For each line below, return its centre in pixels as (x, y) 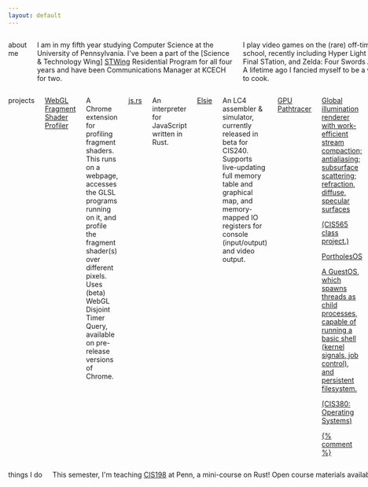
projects (22, 100)
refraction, (339, 184)
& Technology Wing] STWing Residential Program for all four (134, 61)
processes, (339, 313)
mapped (236, 217)
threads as (339, 297)
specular (335, 201)
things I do (26, 474)
